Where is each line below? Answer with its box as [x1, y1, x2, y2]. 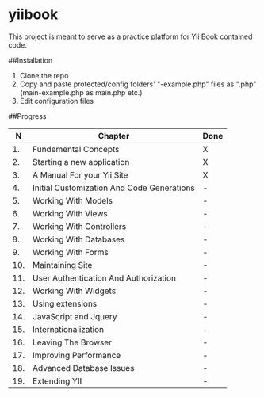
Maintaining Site [33, 259, 93, 270]
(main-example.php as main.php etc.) [19, 87, 143, 97]
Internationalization [33, 323, 105, 334]
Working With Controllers [33, 220, 127, 231]
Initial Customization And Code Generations [33, 182, 196, 193]
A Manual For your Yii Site [33, 169, 128, 180]
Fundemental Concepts [33, 143, 120, 155]
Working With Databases [33, 234, 125, 245]
